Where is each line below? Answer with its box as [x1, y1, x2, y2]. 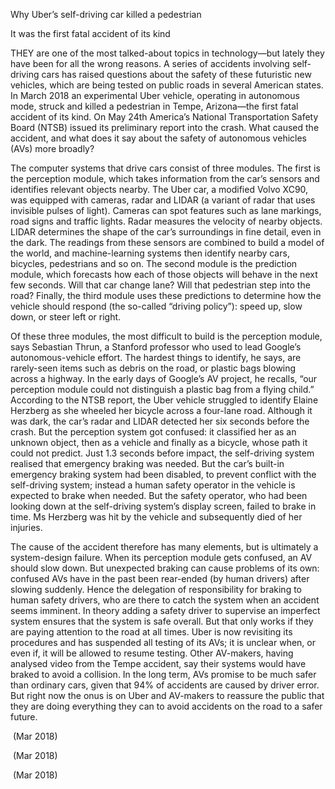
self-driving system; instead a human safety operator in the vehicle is [10, 479, 296, 491]
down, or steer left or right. [10, 311, 122, 323]
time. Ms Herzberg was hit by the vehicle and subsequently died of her [10, 511, 303, 523]
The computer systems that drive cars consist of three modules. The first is [10, 162, 321, 174]
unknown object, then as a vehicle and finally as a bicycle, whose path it [10, 437, 308, 448]
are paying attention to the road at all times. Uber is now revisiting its [10, 626, 293, 638]
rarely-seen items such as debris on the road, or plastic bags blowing [10, 362, 297, 374]
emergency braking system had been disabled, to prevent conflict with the [10, 469, 317, 480]
